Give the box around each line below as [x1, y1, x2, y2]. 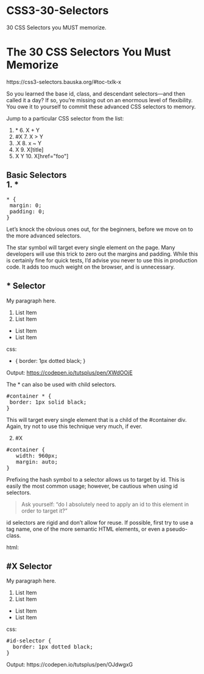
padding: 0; [9, 208, 46, 215]
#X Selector [6, 561, 52, 571]
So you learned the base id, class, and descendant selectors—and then [6, 90, 186, 97]
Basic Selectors [6, 170, 67, 180]
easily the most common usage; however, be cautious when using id [6, 482, 178, 490]
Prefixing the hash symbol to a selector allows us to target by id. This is [6, 476, 185, 483]
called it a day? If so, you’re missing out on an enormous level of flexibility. [6, 96, 193, 104]
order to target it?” [21, 507, 68, 514]
